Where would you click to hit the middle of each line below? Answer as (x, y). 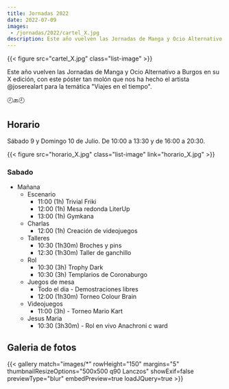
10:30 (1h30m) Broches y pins (80, 245)
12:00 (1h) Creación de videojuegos (88, 231)
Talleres (38, 238)
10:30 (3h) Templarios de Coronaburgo (92, 275)
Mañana (28, 187)
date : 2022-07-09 (32, 20)
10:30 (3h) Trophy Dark (70, 267)
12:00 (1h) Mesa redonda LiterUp (84, 209)
